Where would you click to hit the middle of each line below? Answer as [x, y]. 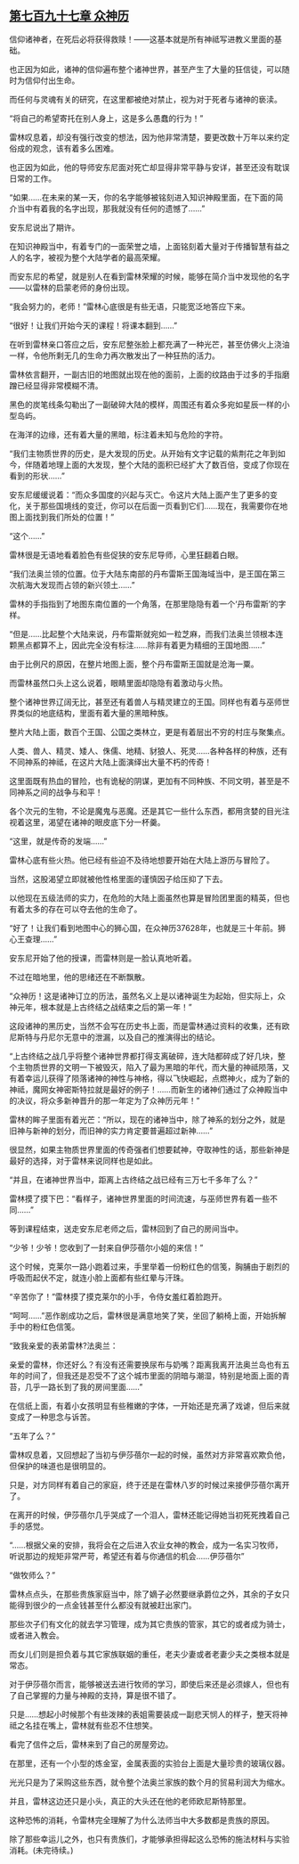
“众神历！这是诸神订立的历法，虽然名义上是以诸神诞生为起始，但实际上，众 [148, 995]
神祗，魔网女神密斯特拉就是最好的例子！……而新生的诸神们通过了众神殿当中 [149, 1089]
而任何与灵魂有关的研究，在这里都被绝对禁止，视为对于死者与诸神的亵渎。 [145, 99]
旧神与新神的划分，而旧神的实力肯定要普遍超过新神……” [111, 1131]
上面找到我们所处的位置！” [65, 517]
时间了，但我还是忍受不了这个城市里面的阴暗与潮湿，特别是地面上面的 [153, 1376]
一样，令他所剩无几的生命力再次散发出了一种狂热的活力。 [114, 356]
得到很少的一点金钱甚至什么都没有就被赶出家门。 [106, 1605]
